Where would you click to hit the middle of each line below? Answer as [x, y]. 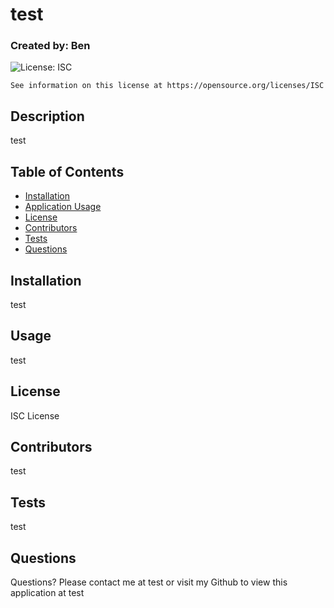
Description [47, 116]
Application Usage [63, 207]
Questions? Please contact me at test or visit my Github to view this [149, 582]
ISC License [35, 415]
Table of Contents [67, 171]
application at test [47, 592]
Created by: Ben [50, 46]
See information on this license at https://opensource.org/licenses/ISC [167, 86]
